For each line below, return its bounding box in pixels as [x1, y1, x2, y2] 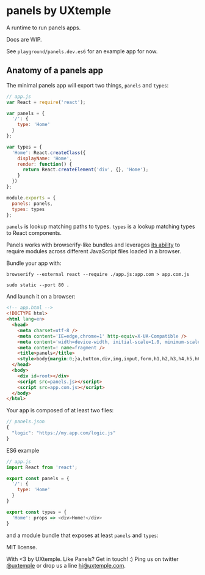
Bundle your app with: [6, 259, 62, 267]
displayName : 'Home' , [17, 155, 72, 161]
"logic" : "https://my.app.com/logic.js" [12, 430, 116, 436]
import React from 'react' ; [6, 464, 78, 470]
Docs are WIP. [6, 35, 42, 43]
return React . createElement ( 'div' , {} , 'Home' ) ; [22, 166, 149, 173]
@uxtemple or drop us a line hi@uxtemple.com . [6, 562, 126, 569]
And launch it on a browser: [6, 293, 76, 300]
